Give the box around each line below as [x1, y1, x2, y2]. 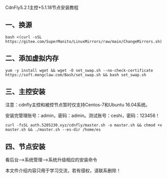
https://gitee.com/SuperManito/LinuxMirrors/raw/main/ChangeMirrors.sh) [5, 39, 162, 44]
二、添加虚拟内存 [5, 54, 59, 63]
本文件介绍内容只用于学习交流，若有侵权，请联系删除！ [5, 167, 121, 174]
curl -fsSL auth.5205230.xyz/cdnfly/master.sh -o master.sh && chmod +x [5, 123, 162, 128]
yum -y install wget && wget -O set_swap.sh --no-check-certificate [5, 68, 153, 73]
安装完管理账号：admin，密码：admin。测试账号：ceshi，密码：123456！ [5, 112, 160, 118]
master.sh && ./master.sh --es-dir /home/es [5, 127, 101, 132]
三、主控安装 [5, 87, 46, 96]
